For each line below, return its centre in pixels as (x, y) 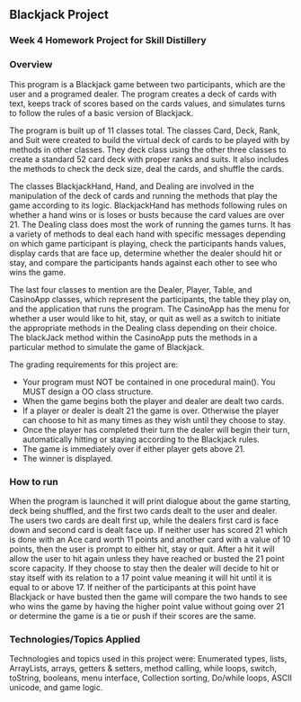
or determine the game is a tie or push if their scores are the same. (133, 616)
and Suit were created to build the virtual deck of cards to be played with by (150, 139)
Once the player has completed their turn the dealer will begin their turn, (156, 429)
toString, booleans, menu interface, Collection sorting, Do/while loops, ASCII (151, 678)
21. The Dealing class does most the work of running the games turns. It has (150, 224)
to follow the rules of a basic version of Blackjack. (102, 112)
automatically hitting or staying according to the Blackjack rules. (141, 439)
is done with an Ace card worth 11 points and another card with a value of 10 (150, 539)
